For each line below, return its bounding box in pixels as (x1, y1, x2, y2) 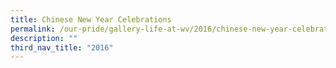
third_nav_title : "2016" (10, 42, 114, 53)
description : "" (10, 33, 78, 43)
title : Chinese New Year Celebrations (10, 14, 172, 25)
